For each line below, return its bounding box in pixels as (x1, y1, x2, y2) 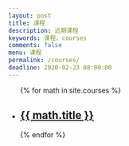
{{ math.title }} (19, 109, 94, 122)
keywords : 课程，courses (8, 34, 88, 42)
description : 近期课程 (8, 26, 79, 34)
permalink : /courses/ (8, 57, 80, 65)
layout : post (8, 11, 52, 20)
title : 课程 (8, 19, 45, 27)
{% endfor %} (19, 129, 66, 140)
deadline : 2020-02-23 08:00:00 (8, 64, 112, 72)
